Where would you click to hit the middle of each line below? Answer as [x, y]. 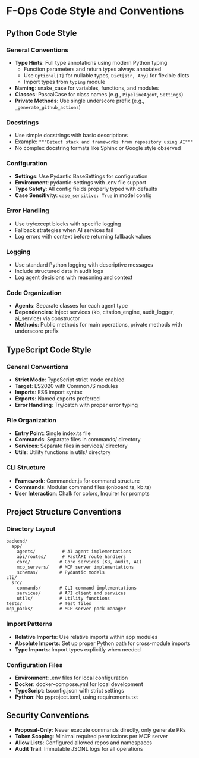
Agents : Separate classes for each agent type [71, 306]
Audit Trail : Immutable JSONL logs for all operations [79, 748]
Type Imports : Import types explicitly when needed [78, 649]
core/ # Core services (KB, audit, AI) [80, 562]
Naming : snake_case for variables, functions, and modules [87, 88]
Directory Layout [31, 529]
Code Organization [34, 293]
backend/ [17, 541]
